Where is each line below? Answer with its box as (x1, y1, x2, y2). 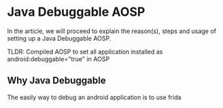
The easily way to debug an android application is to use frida (7, 93, 182, 101)
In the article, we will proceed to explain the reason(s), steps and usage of (7, 27, 217, 35)
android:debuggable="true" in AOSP (7, 54, 110, 63)
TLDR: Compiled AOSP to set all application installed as (7, 47, 163, 56)
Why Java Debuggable (7, 75, 106, 87)
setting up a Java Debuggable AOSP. (7, 34, 112, 42)
